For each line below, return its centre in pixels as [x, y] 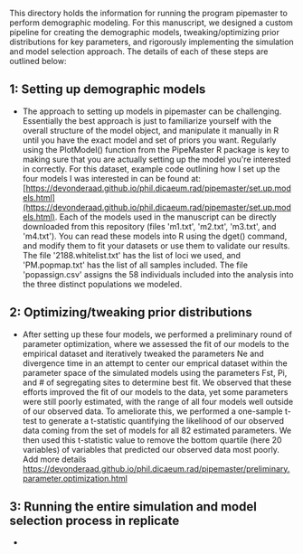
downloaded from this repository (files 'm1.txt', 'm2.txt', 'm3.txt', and [149, 226]
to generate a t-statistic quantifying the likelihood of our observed [162, 420]
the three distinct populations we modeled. [102, 284]
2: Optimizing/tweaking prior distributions [131, 312]
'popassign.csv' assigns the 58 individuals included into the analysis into [158, 274]
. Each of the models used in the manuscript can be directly [166, 217]
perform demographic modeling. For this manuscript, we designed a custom [151, 23]
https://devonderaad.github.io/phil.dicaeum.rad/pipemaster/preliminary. [156, 468]
